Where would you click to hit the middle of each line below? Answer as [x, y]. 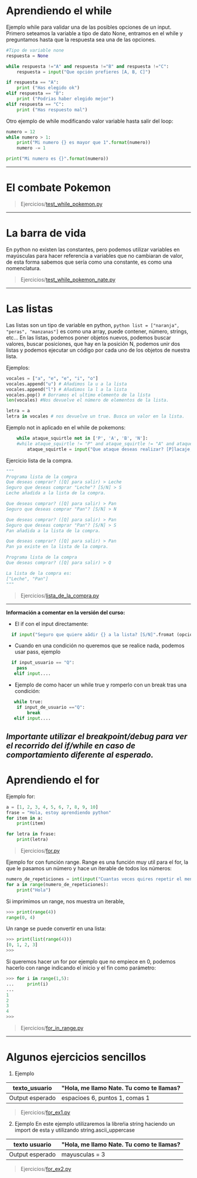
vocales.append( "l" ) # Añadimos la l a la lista [67, 389]
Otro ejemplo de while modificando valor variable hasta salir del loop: [90, 121]
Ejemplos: [18, 368]
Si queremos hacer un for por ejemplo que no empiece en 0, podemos [91, 962]
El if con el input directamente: [52, 624]
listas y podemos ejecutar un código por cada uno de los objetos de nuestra [98, 350]
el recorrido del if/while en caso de [71, 745]
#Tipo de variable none [35, 50]
